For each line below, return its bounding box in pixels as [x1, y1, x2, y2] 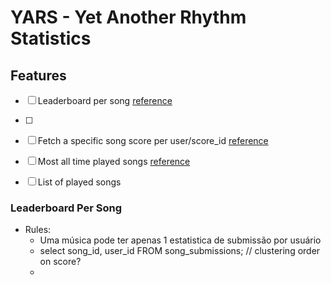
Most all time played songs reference [37, 156, 191, 167]
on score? [39, 256, 82, 268]
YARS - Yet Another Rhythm [10, 6, 247, 29]
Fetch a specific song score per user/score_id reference [37, 135, 269, 146]
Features [10, 67, 67, 84]
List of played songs [37, 176, 122, 188]
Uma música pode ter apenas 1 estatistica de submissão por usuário [39, 234, 322, 246]
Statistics [10, 27, 92, 50]
